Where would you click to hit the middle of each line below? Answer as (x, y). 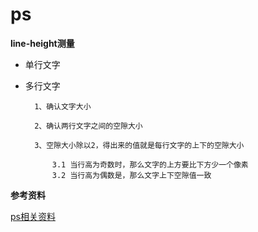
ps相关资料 (33, 216)
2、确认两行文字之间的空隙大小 (88, 126)
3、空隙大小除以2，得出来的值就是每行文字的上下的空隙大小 (139, 145)
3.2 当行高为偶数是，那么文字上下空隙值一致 (131, 175)
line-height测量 (42, 43)
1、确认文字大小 (63, 106)
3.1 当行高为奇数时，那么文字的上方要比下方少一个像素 (150, 164)
